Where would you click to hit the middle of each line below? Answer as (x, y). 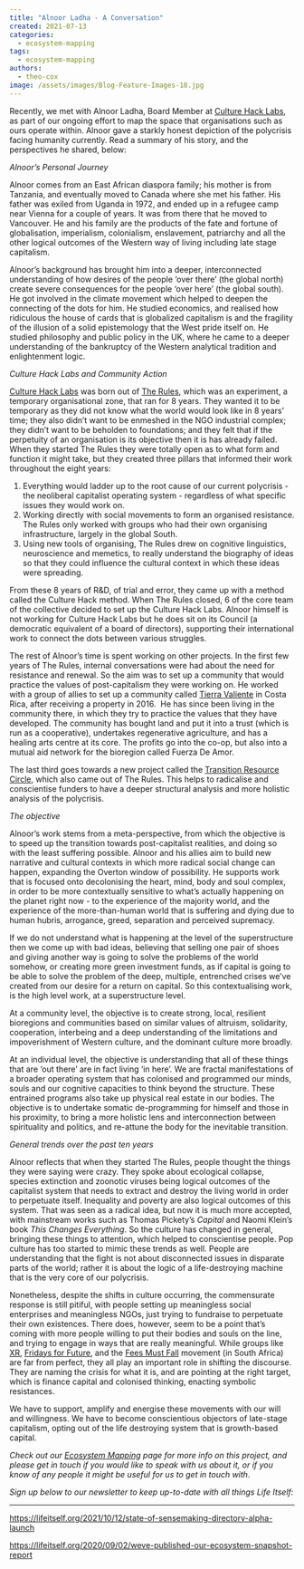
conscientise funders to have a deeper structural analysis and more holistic (149, 788)
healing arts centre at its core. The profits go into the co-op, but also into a (148, 742)
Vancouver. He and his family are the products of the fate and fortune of (144, 223)
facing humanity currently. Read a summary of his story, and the (129, 140)
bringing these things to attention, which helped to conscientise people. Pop (152, 1238)
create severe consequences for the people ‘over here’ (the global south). (147, 289)
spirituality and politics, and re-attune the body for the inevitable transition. (149, 1126)
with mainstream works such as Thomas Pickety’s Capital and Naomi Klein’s (151, 1219)
